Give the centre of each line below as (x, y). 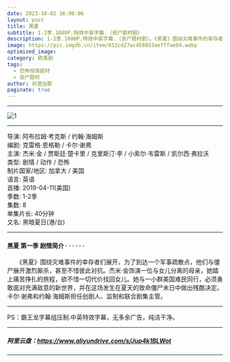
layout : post (26, 20)
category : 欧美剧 (30, 58)
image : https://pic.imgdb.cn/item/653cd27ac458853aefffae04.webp (102, 45)
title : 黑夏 (23, 26)
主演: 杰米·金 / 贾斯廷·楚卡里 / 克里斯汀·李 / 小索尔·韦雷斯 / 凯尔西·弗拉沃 (108, 154)
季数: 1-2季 (22, 197)
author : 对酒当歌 (30, 84)
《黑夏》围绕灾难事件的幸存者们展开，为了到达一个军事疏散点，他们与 (116, 262)
